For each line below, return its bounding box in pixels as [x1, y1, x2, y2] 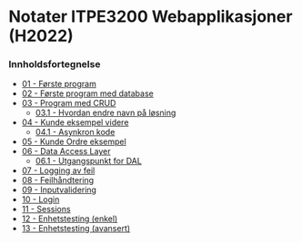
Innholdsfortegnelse [8, 58, 101, 71]
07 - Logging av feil [21, 165, 96, 176]
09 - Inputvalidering [21, 184, 97, 196]
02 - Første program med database [21, 88, 154, 99]
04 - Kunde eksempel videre [21, 117, 129, 128]
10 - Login [21, 194, 60, 205]
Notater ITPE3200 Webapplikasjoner [8, 6, 293, 27]
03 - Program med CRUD [21, 98, 116, 109]
